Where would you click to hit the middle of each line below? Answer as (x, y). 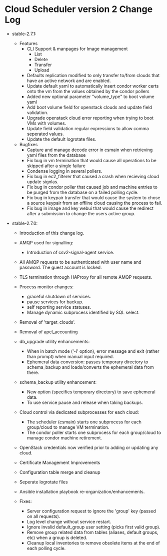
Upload (42, 70)
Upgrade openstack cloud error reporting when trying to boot (90, 118)
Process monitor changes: (46, 287)
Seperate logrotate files (43, 482)
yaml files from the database (56, 155)
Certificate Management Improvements (60, 462)
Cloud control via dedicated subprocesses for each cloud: (79, 412)
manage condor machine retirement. (64, 438)
